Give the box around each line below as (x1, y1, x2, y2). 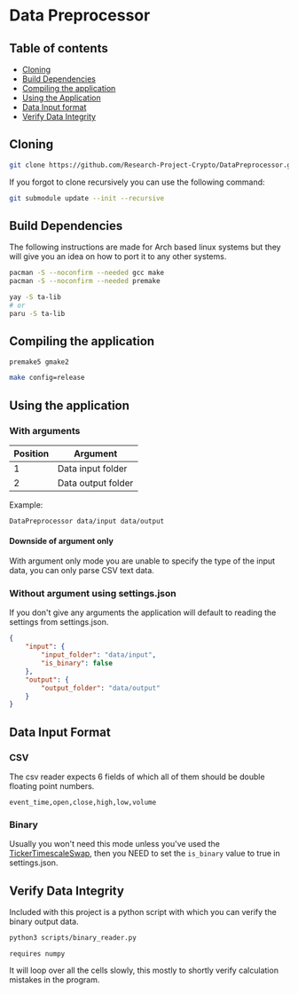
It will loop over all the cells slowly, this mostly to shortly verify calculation (9, 965, 279, 975)
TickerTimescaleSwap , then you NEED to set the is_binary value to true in (9, 848, 281, 859)
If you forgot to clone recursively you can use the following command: (9, 177, 265, 187)
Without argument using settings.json (9, 588, 176, 599)
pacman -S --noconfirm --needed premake (9, 277, 161, 286)
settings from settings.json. (9, 617, 109, 627)
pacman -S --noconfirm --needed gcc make (9, 268, 165, 278)
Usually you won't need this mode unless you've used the (9, 839, 220, 849)
